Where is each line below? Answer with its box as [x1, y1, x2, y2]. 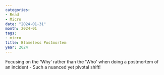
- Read [5, 12, 19, 17]
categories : [5, 7, 30, 13]
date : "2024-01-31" [5, 21, 46, 27]
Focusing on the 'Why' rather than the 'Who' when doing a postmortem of [5, 58, 159, 64]
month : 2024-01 [5, 26, 37, 31]
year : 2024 [5, 45, 28, 50]
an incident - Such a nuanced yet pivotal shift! [5, 64, 101, 70]
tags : [5, 31, 17, 36]
